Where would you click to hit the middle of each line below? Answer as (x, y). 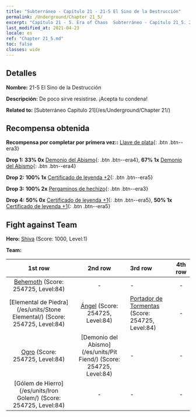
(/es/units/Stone (39, 309)
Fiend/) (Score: (99, 359)
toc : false (19, 44)
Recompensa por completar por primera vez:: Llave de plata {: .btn (87, 142)
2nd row (99, 268)
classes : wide (23, 50)
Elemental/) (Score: (39, 317)
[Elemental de (28, 302)
